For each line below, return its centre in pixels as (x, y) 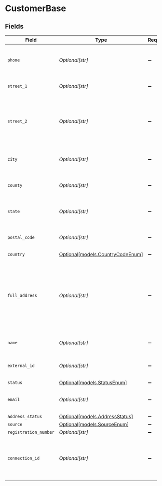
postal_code (21, 237)
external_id (21, 366)
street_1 (17, 86)
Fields (14, 26)
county (15, 185)
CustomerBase (36, 8)
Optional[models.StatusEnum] (93, 383)
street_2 (17, 121)
